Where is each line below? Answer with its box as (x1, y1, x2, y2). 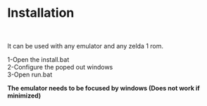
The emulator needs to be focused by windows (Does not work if (7, 84, 201, 92)
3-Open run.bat (7, 70, 53, 79)
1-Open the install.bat (7, 55, 70, 64)
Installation (7, 5, 75, 21)
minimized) (7, 91, 42, 100)
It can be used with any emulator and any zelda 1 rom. (7, 41, 164, 50)
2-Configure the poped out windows (7, 62, 113, 71)
